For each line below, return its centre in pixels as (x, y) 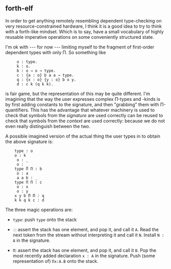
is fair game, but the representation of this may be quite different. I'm (78, 94)
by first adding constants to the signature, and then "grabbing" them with (82, 104)
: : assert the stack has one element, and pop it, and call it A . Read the (86, 229)
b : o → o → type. (36, 71)
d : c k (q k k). (35, 84)
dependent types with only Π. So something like (56, 52)
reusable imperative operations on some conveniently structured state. (80, 37)
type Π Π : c (28, 182)
